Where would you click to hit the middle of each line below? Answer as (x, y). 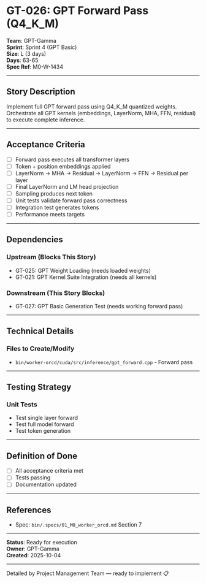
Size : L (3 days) (26, 53)
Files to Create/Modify (40, 349)
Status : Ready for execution (42, 543)
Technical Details (40, 331)
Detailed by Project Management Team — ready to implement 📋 (88, 573)
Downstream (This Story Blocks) (56, 293)
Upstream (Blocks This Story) (51, 257)
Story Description (41, 92)
